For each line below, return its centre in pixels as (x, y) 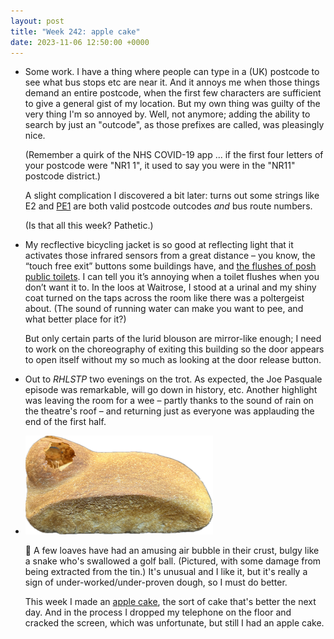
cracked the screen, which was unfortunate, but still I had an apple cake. (174, 623)
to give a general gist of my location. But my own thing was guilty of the (172, 104)
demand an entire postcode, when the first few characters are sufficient (173, 93)
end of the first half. (65, 422)
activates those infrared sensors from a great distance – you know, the (170, 256)
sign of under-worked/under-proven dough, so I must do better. (156, 582)
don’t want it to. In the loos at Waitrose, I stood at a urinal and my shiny (170, 287)
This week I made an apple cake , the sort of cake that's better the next (170, 602)
